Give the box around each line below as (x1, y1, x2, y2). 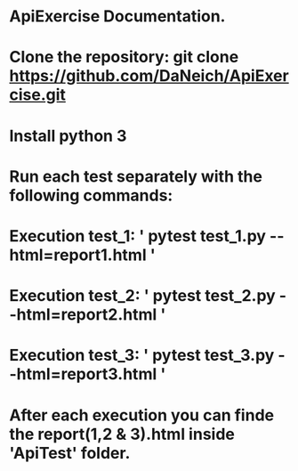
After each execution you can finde (9, 405, 274, 425)
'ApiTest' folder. (9, 443, 131, 463)
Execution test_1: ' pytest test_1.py (9, 225, 267, 246)
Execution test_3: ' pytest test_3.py (9, 345, 275, 366)
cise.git (9, 85, 67, 105)
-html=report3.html (9, 364, 157, 385)
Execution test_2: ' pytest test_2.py (9, 286, 276, 306)
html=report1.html (9, 245, 147, 264)
